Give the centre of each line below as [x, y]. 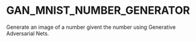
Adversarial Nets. [28, 33]
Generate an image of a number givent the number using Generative [91, 27]
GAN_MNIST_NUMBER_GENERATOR [98, 10]
